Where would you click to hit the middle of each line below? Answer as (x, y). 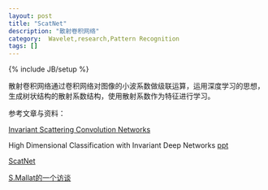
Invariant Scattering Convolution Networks (80, 130)
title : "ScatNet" (38, 24)
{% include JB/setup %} (49, 69)
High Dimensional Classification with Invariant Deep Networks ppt (119, 145)
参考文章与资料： (37, 114)
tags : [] (23, 46)
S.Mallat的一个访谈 (40, 178)
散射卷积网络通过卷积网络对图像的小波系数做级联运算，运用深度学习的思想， (136, 86)
